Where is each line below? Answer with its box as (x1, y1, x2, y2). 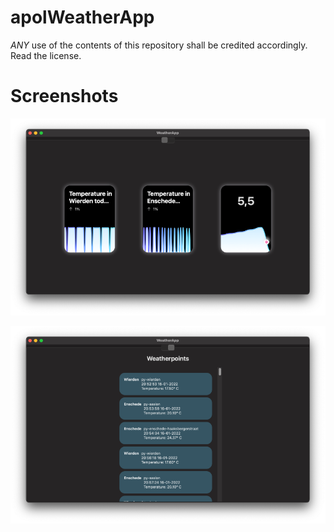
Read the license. (10, 49, 82, 61)
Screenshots (10, 85, 119, 108)
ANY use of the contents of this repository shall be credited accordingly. (10, 39, 308, 51)
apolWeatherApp (10, 6, 155, 29)
